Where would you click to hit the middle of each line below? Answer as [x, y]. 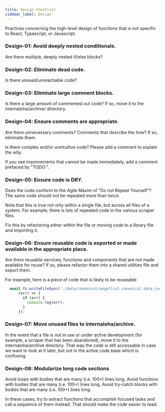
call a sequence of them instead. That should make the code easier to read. [82, 404]
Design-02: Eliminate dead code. [45, 69]
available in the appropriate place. [47, 249]
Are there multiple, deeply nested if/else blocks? [54, 56]
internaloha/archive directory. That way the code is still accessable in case [81, 345]
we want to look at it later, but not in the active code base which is [72, 350]
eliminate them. [21, 137]
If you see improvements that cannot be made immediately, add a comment [82, 162]
